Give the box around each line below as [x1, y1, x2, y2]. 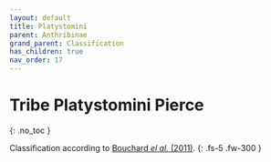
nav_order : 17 [9, 56, 64, 65]
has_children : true [9, 47, 84, 56]
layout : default [9, 13, 71, 23]
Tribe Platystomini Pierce [9, 95, 204, 116]
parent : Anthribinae [9, 30, 89, 39]
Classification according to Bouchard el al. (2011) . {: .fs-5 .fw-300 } [9, 142, 262, 153]
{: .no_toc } [9, 125, 51, 136]
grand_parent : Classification [9, 38, 125, 48]
